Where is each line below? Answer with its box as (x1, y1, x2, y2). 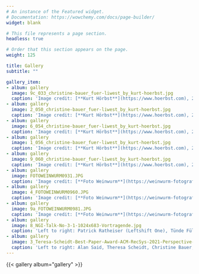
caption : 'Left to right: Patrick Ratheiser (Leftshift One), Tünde (11, 228, 184, 234)
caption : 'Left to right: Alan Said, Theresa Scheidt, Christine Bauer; (11, 244, 195, 250)
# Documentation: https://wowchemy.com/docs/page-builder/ (6, 14, 155, 20)
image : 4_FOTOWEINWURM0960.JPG (11, 189, 89, 196)
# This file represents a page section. (6, 30, 108, 36)
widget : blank (6, 20, 41, 26)
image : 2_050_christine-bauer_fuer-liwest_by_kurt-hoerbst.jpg (11, 107, 171, 113)
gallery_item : (6, 79, 41, 85)
